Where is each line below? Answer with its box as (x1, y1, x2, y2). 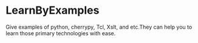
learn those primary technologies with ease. (5, 29, 116, 36)
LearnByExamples (5, 4, 100, 17)
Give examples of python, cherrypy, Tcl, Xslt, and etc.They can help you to (5, 23, 193, 30)
